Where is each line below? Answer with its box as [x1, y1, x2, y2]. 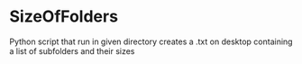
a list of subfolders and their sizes [9, 45, 135, 56]
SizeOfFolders [9, 6, 119, 27]
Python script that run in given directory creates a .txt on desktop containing [9, 36, 293, 47]
